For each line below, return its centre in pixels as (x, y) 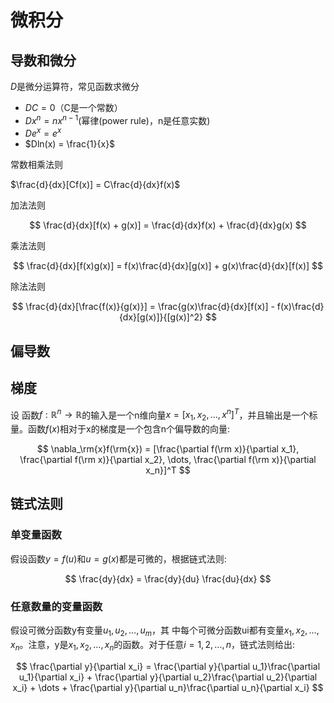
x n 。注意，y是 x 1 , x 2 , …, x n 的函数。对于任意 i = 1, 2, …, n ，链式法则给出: (153, 645)
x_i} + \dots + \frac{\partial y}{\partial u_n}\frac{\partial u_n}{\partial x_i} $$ (168, 687)
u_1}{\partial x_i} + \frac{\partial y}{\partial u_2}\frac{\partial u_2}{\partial (168, 677)
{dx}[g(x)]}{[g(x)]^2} (161, 317)
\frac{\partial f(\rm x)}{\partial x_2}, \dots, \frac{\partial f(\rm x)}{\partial (168, 459)
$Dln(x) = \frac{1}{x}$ (70, 144)
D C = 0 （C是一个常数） (73, 107)
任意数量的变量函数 (56, 606)
